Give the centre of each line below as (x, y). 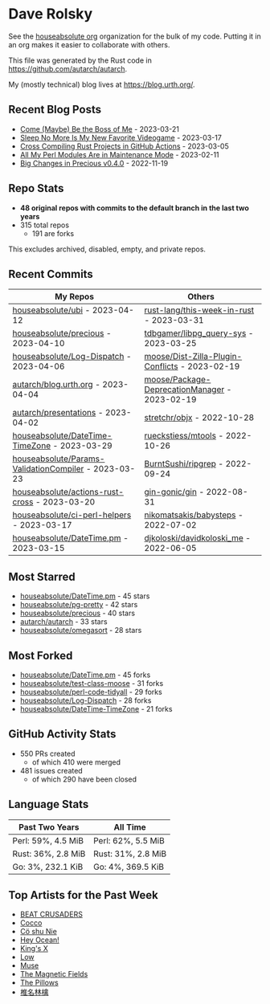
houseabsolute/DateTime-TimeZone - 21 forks (96, 709)
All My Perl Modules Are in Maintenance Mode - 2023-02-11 (119, 154)
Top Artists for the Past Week (84, 895)
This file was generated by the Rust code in (80, 60)
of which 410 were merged (76, 762)
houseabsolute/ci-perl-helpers (72, 515)
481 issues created (51, 770)
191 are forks (53, 233)
